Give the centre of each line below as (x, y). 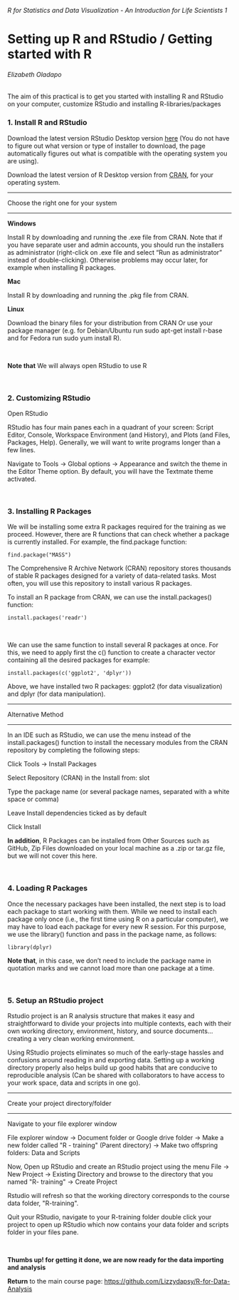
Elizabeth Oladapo (34, 74)
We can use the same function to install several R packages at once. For (113, 645)
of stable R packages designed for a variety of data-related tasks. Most (112, 576)
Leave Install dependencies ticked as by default (77, 813)
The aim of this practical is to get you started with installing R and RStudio (116, 96)
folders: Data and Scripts (44, 1152)
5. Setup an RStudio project (55, 1000)
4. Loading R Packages (47, 888)
